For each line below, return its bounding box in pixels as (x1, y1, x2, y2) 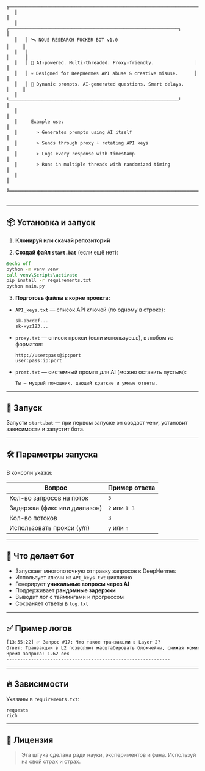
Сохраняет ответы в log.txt (15, 600, 89, 607)
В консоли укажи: (6, 469, 53, 476)
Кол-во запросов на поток (9, 494, 89, 502)
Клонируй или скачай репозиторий (15, 237, 110, 244)
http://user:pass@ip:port (15, 352, 81, 359)
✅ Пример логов (6, 623, 73, 634)
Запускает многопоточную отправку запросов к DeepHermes (15, 567, 176, 575)
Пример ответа (107, 483, 156, 492)
